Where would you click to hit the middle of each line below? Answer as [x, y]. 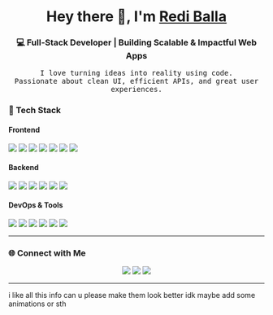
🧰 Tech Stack [35, 111]
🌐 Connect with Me [48, 253]
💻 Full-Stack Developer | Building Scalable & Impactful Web [136, 42]
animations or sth [37, 304]
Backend [24, 168]
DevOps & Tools [36, 205]
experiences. [136, 90]
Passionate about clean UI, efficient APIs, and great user [136, 81]
